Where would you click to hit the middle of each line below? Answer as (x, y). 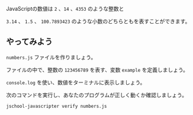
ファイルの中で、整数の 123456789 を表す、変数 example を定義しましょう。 (97, 69)
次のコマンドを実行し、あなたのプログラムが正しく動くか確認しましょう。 (97, 95)
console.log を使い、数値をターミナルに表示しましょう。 (76, 82)
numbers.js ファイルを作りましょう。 (51, 57)
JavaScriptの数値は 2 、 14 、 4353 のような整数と (65, 9)
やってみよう (29, 42)
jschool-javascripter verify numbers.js (57, 106)
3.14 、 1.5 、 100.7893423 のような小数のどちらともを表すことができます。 (98, 21)
